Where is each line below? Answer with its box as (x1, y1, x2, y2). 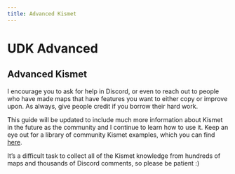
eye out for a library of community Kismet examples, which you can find (7, 130, 215, 139)
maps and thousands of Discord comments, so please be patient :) (7, 159, 200, 167)
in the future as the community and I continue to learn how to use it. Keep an (7, 123, 229, 131)
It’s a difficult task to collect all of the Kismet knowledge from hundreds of (7, 152, 221, 160)
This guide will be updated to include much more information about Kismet (7, 115, 223, 123)
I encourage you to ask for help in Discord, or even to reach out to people (7, 87, 220, 95)
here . (7, 138, 22, 146)
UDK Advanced (7, 40, 98, 56)
